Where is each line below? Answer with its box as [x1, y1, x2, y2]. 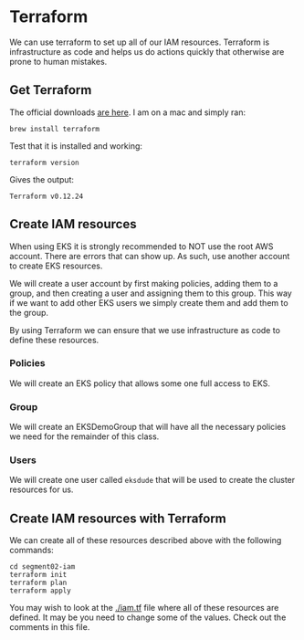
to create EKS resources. [9, 260, 103, 271]
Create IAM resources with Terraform [9, 510, 226, 526]
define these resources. [9, 334, 100, 345]
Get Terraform [9, 82, 92, 98]
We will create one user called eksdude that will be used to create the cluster [9, 475, 296, 486]
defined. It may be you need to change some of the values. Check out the [9, 612, 287, 623]
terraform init [9, 571, 68, 580]
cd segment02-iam [9, 562, 76, 572]
